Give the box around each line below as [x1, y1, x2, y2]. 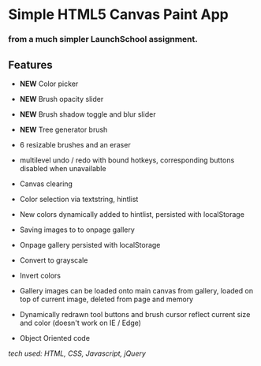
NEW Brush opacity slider [19, 94, 104, 103]
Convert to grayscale [19, 255, 88, 265]
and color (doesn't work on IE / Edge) [19, 318, 142, 327]
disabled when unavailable [19, 163, 106, 173]
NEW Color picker [19, 79, 79, 88]
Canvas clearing [19, 179, 73, 189]
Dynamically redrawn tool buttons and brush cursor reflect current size [19, 309, 251, 319]
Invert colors [19, 271, 62, 280]
